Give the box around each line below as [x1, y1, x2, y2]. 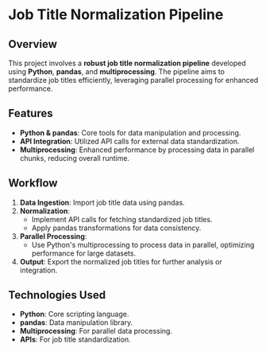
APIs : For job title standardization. [19, 334, 131, 344]
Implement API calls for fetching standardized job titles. [31, 214, 213, 224]
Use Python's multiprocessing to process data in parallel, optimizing [31, 240, 255, 249]
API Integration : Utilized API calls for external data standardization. [19, 136, 240, 146]
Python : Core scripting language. [19, 309, 129, 319]
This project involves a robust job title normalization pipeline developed [8, 58, 246, 68]
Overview [8, 37, 58, 51]
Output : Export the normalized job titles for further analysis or [19, 256, 222, 266]
